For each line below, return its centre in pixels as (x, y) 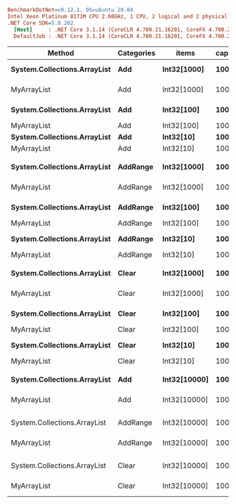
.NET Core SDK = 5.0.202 (40, 23)
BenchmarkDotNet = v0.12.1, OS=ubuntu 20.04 (70, 10)
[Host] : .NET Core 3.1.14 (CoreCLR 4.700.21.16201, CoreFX (110, 30)
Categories (137, 53)
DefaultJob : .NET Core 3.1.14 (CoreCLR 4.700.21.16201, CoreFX (110, 36)
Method (61, 53)
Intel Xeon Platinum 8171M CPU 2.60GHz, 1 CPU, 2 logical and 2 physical (118, 16)
